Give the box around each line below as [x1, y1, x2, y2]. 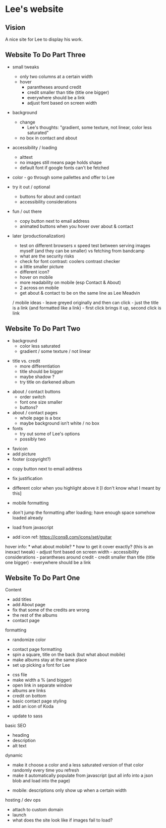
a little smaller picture [19, 263, 64, 269]
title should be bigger [19, 368, 63, 374]
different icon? [19, 269, 50, 275]
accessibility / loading [12, 144, 57, 150]
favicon [12, 446, 28, 451]
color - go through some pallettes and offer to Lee [12, 174, 115, 180]
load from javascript [12, 524, 54, 530]
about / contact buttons [12, 388, 61, 394]
